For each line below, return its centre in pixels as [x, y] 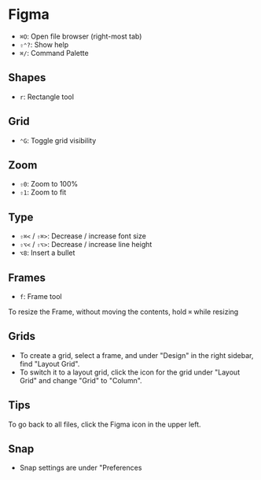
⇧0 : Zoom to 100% [49, 184]
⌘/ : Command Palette [54, 53]
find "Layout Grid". [50, 364]
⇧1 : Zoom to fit [43, 192]
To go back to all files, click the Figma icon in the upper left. [105, 424]
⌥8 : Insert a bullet [47, 253]
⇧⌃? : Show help [44, 44]
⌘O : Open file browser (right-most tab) [81, 36]
